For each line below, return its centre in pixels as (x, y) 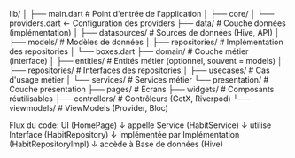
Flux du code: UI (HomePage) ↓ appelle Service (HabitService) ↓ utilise (140, 125)
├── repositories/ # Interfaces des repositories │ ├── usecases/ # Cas (140, 70)
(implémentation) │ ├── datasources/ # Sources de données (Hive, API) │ (145, 32)
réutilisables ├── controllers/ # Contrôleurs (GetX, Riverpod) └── (129, 99)
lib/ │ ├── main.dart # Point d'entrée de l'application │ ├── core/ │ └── (142, 14)
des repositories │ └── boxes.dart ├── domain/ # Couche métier (129, 51)
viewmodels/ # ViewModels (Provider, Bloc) (89, 108)
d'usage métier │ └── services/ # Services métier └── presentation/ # (139, 79)
